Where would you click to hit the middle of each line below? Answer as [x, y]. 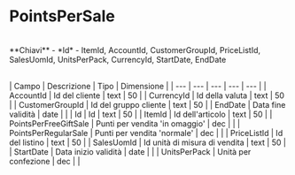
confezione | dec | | [45, 161]
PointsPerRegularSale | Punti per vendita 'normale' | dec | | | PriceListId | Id [146, 133]
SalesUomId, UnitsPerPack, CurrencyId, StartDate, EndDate [118, 59]
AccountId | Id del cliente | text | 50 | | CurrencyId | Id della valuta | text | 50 [147, 95]
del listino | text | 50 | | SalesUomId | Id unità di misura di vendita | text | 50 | [147, 142]
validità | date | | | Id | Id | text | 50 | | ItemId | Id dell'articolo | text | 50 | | [141, 114]
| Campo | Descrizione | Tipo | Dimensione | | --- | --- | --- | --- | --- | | [138, 86]
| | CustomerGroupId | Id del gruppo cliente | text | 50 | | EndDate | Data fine [147, 104]
